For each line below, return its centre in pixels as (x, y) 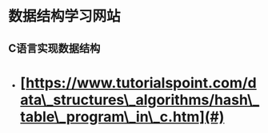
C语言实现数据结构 (54, 48)
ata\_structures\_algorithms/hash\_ (140, 100)
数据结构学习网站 (65, 16)
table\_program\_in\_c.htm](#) (122, 117)
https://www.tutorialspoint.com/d (141, 82)
